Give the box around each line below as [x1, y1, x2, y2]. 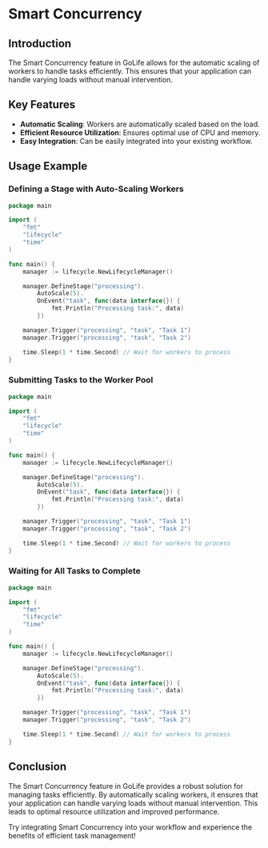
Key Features [8, 98, 76, 112]
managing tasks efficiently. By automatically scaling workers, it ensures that [8, 790, 258, 799]
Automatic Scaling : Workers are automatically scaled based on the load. [19, 119, 260, 129]
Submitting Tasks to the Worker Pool [8, 374, 154, 386]
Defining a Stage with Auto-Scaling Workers [8, 183, 184, 194]
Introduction [8, 37, 72, 50]
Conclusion [8, 760, 67, 774]
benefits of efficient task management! [8, 830, 136, 840]
